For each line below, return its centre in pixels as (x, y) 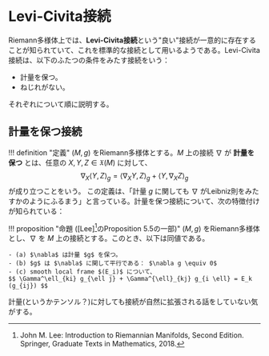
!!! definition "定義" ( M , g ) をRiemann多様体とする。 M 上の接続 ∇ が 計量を (131, 152)
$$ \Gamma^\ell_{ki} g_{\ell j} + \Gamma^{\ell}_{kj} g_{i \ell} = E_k (130, 279)
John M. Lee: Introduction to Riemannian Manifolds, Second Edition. (132, 335)
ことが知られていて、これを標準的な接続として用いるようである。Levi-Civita (134, 50)
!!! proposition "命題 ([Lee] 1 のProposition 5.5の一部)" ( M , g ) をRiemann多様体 (134, 227)
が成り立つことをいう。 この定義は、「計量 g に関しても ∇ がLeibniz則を (127, 191)
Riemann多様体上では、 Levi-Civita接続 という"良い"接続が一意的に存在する (132, 40)
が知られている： (36, 211)
